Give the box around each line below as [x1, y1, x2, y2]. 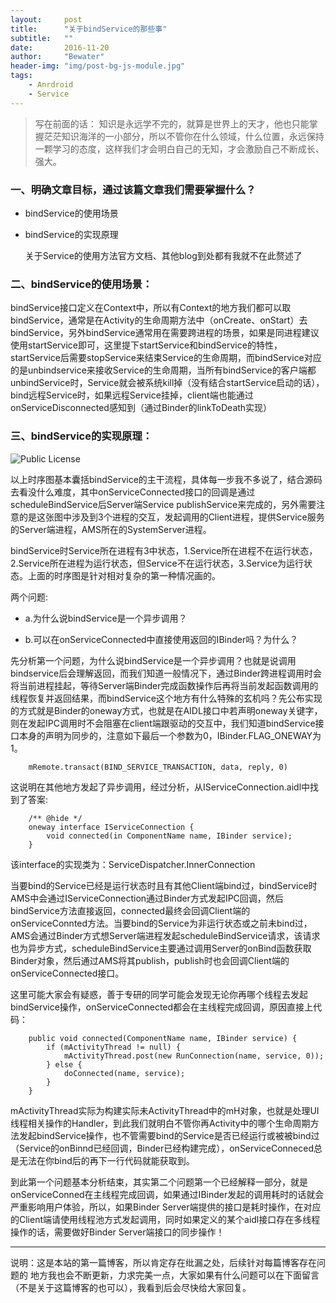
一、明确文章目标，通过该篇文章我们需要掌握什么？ [10, 182, 257, 196]
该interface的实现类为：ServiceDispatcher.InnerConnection [10, 858, 256, 870]
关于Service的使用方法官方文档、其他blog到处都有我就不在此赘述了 [24, 249, 303, 261]
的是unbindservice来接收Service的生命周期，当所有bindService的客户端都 [10, 364, 317, 376]
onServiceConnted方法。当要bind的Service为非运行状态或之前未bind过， [10, 917, 313, 929]
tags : [10, 71, 33, 81]
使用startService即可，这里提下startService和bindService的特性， [10, 339, 283, 351]
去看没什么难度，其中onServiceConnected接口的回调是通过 [10, 486, 256, 498]
